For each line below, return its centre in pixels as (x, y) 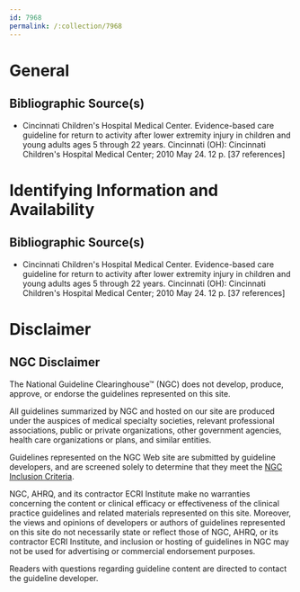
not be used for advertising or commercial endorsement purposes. (132, 551)
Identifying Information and (114, 190)
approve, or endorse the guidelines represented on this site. (120, 393)
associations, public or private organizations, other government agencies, (146, 430)
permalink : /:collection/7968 (66, 26)
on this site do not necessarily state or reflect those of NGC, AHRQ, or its (144, 532)
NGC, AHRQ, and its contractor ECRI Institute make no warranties (130, 493)
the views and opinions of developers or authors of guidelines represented (147, 522)
